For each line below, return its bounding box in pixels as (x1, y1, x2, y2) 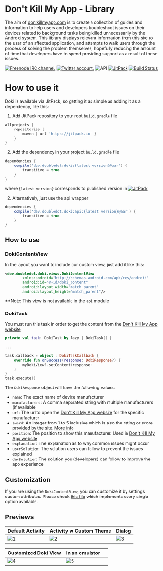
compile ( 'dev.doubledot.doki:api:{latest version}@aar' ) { (14, 209, 136, 214)
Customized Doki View (7, 549, 62, 556)
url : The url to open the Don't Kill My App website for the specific (12, 410, 145, 416)
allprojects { (5, 122, 34, 127)
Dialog (116, 527, 131, 534)
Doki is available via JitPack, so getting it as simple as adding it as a (5, 98, 141, 104)
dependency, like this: (5, 103, 49, 109)
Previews (5, 513, 34, 521)
